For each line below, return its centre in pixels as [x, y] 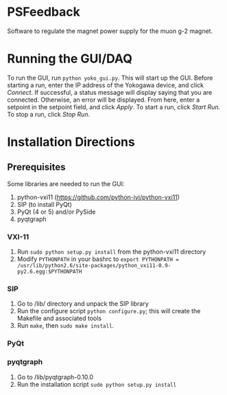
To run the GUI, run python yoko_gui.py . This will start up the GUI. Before [110, 78]
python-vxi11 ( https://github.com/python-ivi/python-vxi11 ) [98, 197]
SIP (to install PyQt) [44, 204]
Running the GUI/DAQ [70, 59]
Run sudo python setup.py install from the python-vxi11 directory [111, 252]
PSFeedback [44, 12]
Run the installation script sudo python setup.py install [97, 384]
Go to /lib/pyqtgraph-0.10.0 [55, 377]
